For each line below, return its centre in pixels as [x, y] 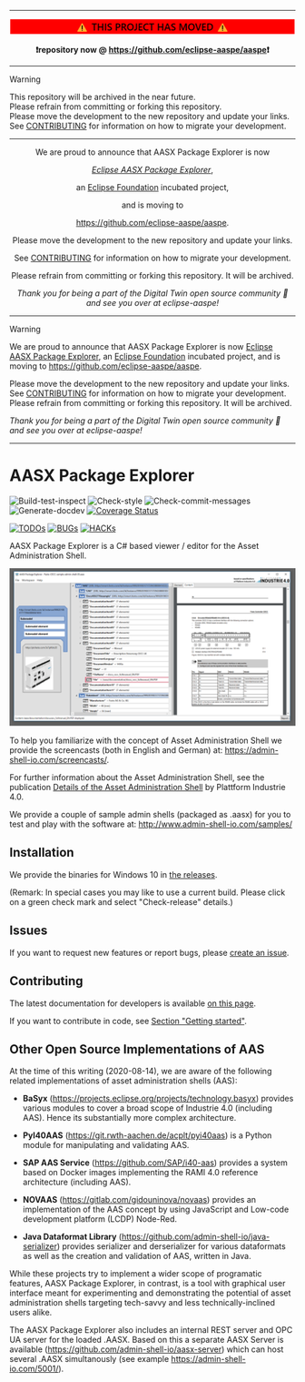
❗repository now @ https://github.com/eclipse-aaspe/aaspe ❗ [152, 49]
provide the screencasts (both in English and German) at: [116, 750]
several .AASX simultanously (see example [89, 1359]
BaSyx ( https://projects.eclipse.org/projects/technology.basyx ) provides [158, 1099]
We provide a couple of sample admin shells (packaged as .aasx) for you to [150, 815]
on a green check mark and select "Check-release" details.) [121, 901]
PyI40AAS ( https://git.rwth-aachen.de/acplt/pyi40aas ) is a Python [147, 1135]
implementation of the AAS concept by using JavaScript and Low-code [156, 1209]
